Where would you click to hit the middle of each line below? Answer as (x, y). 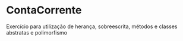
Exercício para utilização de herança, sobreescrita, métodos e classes (92, 26)
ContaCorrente (44, 10)
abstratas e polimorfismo (37, 32)
